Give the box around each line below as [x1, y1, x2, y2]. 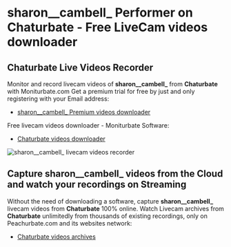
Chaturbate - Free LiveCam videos [7, 19, 208, 35]
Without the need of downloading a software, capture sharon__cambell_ [7, 197, 214, 205]
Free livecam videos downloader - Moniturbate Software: [7, 121, 170, 129]
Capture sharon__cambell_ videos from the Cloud [7, 168, 223, 180]
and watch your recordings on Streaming [7, 179, 187, 190]
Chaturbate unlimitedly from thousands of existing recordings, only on [7, 212, 208, 220]
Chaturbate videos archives [17, 233, 97, 241]
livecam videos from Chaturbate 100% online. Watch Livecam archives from [7, 204, 224, 213]
